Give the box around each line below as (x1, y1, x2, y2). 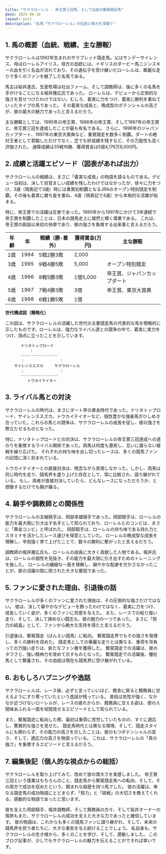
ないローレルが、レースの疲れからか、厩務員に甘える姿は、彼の (26, 700, 157, 706)
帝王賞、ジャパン (107, 270, 147, 277)
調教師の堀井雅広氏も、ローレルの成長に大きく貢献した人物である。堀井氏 (5, 549, 157, 555)
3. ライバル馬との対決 (5, 393, 71, 402)
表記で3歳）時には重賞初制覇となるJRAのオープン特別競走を (29, 186, 152, 192)
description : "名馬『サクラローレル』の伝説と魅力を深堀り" (5, 21, 116, 26)
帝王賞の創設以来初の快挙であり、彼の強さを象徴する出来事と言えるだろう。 (5, 221, 161, 227)
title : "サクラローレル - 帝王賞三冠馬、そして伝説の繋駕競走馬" (5, 7, 124, 12)
